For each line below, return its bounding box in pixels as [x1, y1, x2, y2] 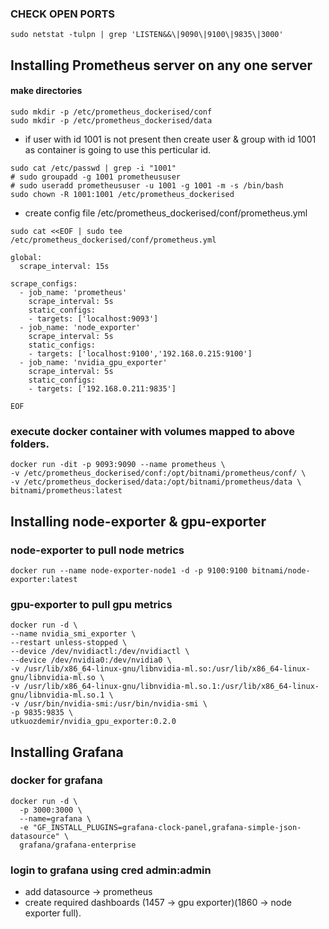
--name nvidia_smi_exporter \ [10, 629, 137, 639]
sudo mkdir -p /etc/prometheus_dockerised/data [10, 115, 213, 126]
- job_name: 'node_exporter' [19, 322, 141, 332]
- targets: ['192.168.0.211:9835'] [28, 383, 177, 394]
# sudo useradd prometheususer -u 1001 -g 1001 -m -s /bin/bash [10, 180, 284, 191]
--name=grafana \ [19, 813, 92, 824]
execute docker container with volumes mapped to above [10, 424, 296, 438]
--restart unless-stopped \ [10, 638, 128, 648]
